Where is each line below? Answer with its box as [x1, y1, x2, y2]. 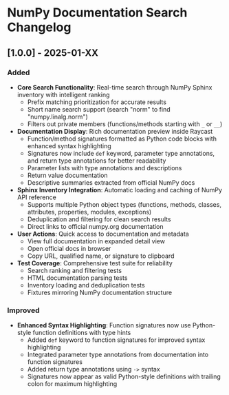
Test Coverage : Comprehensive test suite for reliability [17, 259, 173, 267]
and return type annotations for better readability [27, 156, 166, 165]
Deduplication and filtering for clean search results [27, 215, 171, 223]
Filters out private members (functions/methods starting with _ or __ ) [27, 119, 223, 128]
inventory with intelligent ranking [17, 90, 110, 99]
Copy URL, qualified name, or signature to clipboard [27, 252, 175, 260]
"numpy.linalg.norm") [27, 112, 88, 121]
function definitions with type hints [32, 329, 131, 337]
